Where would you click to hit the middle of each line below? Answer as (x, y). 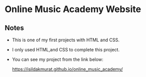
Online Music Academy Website (73, 9)
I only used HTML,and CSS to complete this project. (66, 50)
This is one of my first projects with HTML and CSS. (66, 40)
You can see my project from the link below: (58, 59)
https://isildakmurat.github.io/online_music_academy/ (67, 69)
